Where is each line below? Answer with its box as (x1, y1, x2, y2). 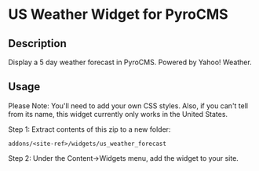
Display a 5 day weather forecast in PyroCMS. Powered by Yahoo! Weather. (8, 57, 253, 67)
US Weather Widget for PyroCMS (8, 5, 229, 24)
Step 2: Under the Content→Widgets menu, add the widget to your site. (8, 153, 239, 162)
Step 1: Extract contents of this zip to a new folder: (8, 124, 171, 134)
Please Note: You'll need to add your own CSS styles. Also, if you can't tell (8, 100, 249, 111)
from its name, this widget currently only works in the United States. (8, 109, 228, 118)
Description (8, 37, 67, 50)
